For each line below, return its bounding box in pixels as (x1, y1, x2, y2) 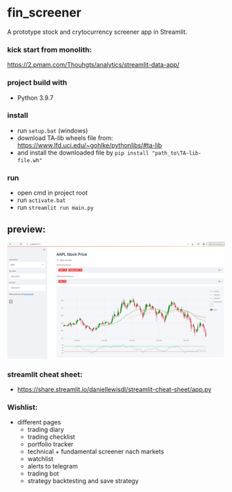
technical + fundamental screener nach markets (27, 447, 164, 456)
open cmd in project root (17, 188, 88, 197)
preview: (7, 223, 46, 235)
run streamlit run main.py (17, 204, 94, 212)
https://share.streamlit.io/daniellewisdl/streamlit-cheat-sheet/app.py (17, 385, 212, 393)
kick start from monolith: (7, 45, 92, 55)
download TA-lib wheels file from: (17, 133, 114, 142)
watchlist (27, 455, 54, 463)
